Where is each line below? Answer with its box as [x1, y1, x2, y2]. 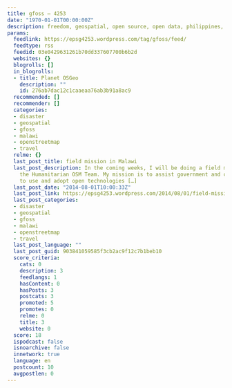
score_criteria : [13, 255, 60, 261]
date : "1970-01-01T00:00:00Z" [7, 17, 95, 24]
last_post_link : [13, 190, 60, 197]
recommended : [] [13, 94, 60, 101]
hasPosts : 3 [19, 286, 54, 294]
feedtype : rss [13, 42, 54, 49]
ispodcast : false [13, 338, 64, 345]
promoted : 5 [19, 299, 54, 306]
